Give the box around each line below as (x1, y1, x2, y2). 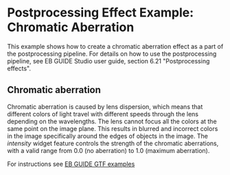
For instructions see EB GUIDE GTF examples (7, 160, 135, 168)
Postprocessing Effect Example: (7, 5, 194, 21)
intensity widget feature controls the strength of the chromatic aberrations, (7, 139, 219, 147)
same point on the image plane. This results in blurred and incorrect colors (7, 124, 218, 132)
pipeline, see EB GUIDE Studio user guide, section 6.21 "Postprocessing (7, 56, 210, 65)
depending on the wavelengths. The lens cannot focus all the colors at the (7, 117, 218, 125)
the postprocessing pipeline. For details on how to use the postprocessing (7, 50, 217, 58)
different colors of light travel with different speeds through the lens (7, 110, 199, 118)
